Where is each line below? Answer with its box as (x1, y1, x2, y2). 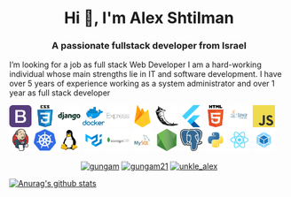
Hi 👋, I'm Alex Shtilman (63, 8, 235, 28)
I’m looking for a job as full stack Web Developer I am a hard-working (9, 59, 262, 70)
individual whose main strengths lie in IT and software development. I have (9, 69, 282, 80)
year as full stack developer (9, 87, 111, 98)
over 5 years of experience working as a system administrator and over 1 (9, 79, 275, 89)
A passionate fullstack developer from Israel (51, 40, 247, 52)
